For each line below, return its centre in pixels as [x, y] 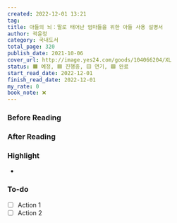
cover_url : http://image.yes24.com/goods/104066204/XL [90, 60]
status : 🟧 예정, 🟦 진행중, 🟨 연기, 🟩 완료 [68, 67]
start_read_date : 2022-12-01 [50, 73]
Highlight [24, 155]
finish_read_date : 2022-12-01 [52, 80]
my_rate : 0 [23, 86]
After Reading [32, 137]
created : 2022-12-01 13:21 [47, 14]
